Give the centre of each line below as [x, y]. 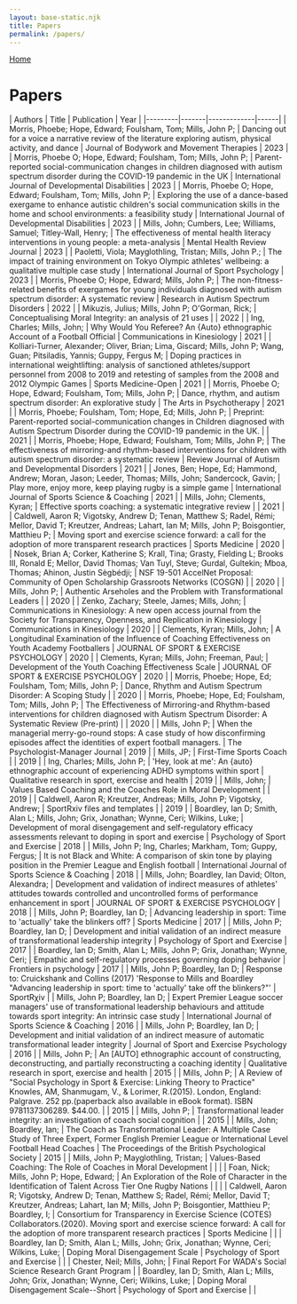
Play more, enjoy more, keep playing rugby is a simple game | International [145, 488]
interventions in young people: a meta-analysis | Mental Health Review [138, 243]
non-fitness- [260, 280]
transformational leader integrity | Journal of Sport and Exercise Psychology [148, 1045]
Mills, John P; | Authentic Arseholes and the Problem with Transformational [146, 592]
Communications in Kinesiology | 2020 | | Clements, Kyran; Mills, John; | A [145, 629]
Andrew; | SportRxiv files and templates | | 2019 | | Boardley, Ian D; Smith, [143, 808]
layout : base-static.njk [55, 17]
